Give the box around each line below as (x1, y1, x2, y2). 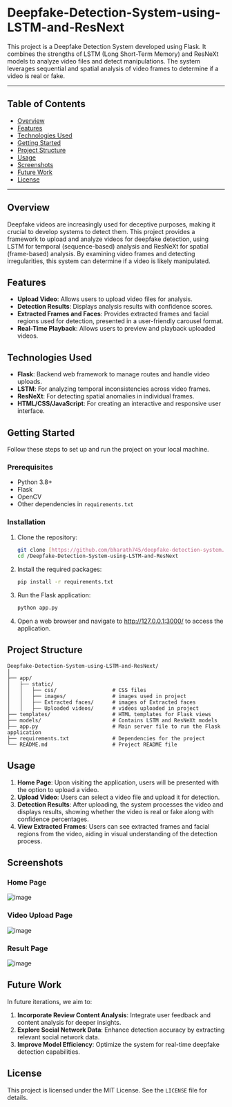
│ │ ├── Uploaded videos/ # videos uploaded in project (7, 704, 199, 712)
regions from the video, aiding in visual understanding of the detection (17, 829, 217, 838)
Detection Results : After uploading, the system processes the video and (17, 800, 224, 809)
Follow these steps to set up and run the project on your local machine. (7, 445, 209, 453)
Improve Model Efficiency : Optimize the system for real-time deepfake (17, 1040, 220, 1048)
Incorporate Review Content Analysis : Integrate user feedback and (17, 1010, 211, 1019)
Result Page (7, 943, 48, 953)
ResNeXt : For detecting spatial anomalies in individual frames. (17, 392, 195, 401)
